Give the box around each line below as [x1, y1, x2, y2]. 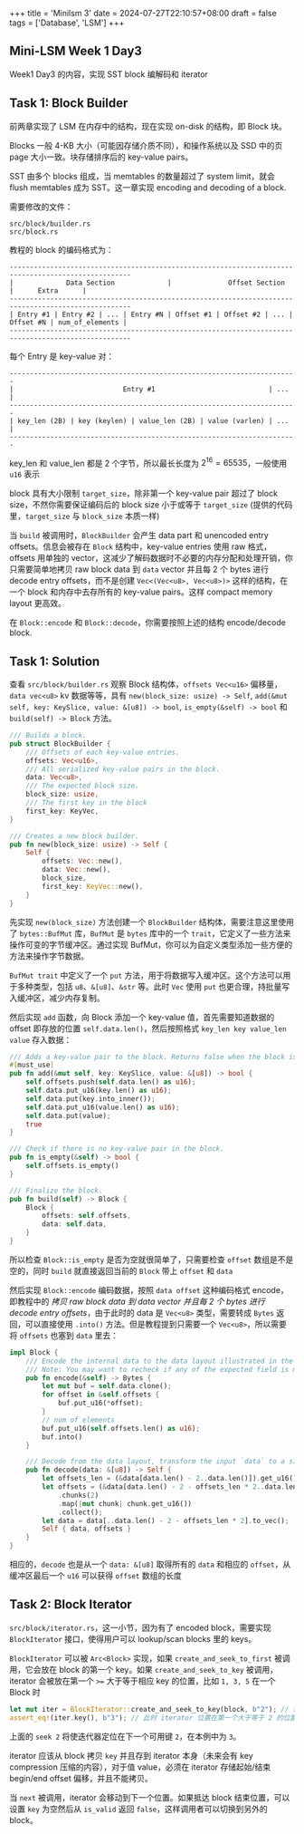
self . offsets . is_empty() [25, 1162, 119, 1171]
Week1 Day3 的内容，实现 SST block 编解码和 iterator [9, 68, 208, 80]
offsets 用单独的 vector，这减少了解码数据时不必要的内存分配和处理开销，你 [9, 553, 294, 564]
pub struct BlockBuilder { [9, 738, 111, 748]
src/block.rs [9, 227, 59, 236]
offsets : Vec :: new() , [42, 856, 124, 866]
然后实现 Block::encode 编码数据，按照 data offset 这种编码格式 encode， [9, 1284, 290, 1295]
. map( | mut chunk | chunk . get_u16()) [57, 1499, 193, 1508]
